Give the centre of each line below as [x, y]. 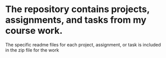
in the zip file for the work [32, 50]
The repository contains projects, [77, 9]
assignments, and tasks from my [76, 20]
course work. [34, 31]
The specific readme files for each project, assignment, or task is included [83, 44]
